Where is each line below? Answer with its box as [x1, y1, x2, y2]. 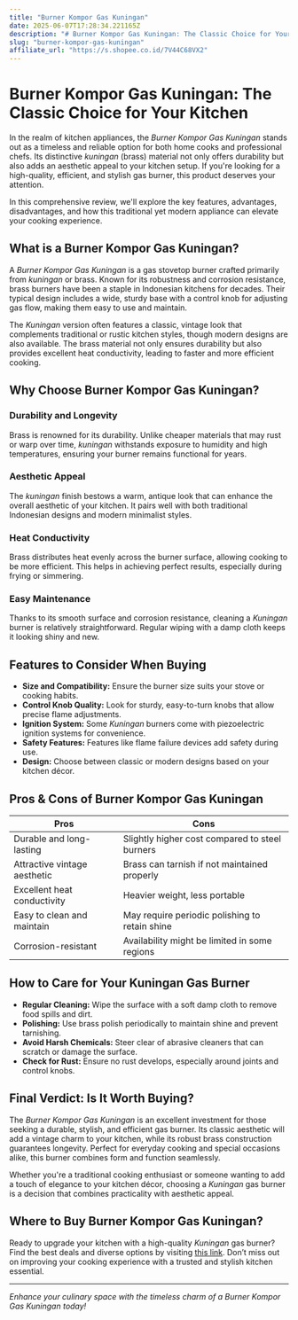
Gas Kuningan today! [9, 1300, 87, 1311]
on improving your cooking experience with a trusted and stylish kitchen [9, 1256, 273, 1267]
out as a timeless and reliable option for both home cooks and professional [9, 142, 282, 152]
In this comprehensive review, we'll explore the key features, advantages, [9, 197, 278, 207]
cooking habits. [21, 691, 79, 701]
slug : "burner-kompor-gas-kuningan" [9, 37, 145, 47]
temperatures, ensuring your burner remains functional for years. [9, 449, 247, 459]
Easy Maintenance [9, 593, 91, 605]
